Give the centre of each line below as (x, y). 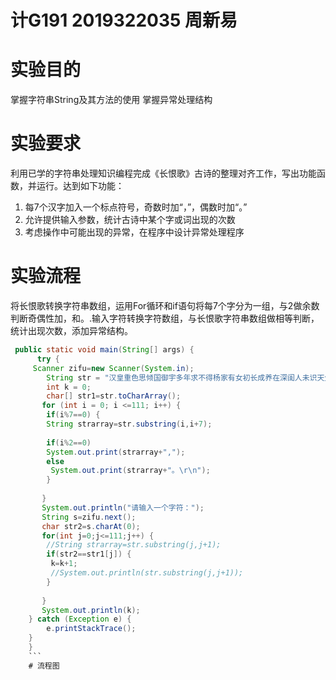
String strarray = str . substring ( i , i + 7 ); (129, 424)
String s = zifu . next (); (89, 517)
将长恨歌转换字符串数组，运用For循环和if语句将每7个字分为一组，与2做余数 (165, 305)
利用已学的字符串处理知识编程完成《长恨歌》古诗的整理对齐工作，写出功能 (163, 173)
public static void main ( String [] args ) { (104, 350)
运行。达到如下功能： (80, 186)
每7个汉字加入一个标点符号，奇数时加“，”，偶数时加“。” (136, 207)
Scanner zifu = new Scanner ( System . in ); (113, 368)
